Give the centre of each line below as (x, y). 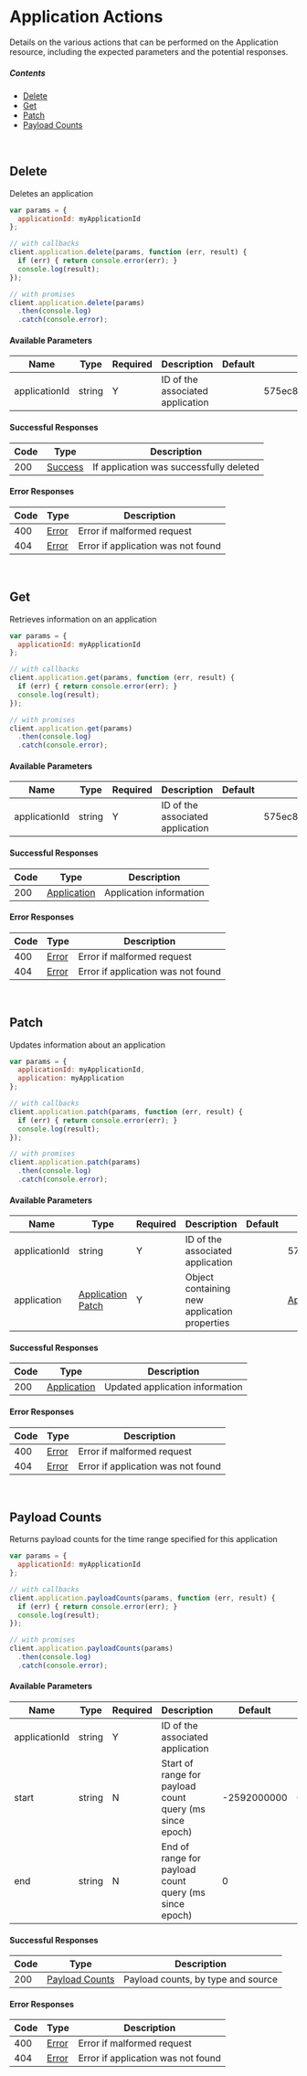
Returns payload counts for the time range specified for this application (144, 1539)
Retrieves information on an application (83, 619)
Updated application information (174, 1387)
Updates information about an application (88, 1045)
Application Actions (86, 17)
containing (208, 1289)
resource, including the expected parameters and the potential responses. (149, 51)
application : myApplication (71, 1079)
